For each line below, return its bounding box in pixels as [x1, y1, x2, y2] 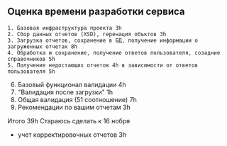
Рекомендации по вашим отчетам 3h [17, 103, 131, 111]
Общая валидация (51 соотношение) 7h [17, 95, 137, 103]
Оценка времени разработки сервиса [7, 6, 186, 18]
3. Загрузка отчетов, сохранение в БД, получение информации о [7, 37, 199, 44]
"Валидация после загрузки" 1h [17, 88, 113, 96]
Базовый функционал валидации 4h [17, 80, 126, 89]
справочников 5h [7, 55, 55, 62]
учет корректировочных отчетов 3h [17, 130, 126, 139]
